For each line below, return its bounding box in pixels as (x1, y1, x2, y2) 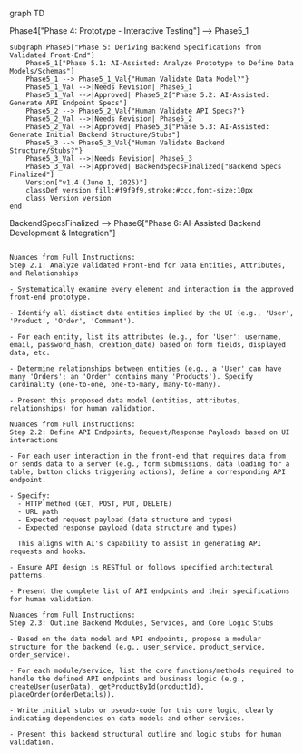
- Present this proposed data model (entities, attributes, (9, 396, 242, 405)
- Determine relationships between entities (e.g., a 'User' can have (9, 364, 282, 373)
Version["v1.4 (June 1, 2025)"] (25, 178, 148, 187)
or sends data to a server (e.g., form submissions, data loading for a (9, 460, 290, 469)
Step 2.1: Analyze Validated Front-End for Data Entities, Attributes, (9, 261, 286, 270)
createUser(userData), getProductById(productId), (9, 682, 205, 691)
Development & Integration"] (9, 227, 116, 238)
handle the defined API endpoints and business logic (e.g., (9, 674, 246, 683)
